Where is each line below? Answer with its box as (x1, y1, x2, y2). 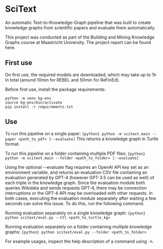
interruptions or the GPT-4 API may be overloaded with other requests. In (5, 190, 153, 196)
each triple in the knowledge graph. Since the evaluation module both (5, 180, 145, 186)
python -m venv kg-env (5, 96, 51, 101)
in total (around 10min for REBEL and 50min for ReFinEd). (5, 77, 120, 83)
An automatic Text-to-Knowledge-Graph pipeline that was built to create (5, 20, 151, 25)
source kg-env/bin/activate (5, 100, 63, 105)
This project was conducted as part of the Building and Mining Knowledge (5, 34, 155, 40)
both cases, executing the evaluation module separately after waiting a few (5, 195, 157, 201)
